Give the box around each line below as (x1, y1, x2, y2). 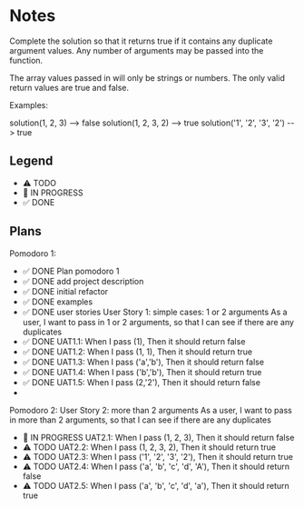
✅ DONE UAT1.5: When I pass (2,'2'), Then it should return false (22, 376, 261, 387)
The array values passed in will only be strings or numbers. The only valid (9, 72, 286, 83)
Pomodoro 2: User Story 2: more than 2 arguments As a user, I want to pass (9, 404, 292, 415)
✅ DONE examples (22, 296, 93, 307)
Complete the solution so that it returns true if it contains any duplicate (9, 35, 273, 46)
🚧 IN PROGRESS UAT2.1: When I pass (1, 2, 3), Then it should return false (22, 432, 295, 443)
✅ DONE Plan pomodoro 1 (22, 265, 120, 276)
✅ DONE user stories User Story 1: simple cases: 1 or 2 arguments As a (22, 306, 288, 317)
